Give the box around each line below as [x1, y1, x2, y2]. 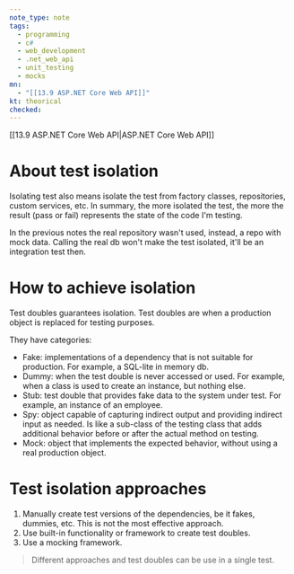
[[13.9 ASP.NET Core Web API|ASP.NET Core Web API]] [9, 129, 215, 140]
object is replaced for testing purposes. [9, 317, 155, 328]
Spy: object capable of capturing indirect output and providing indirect [22, 410, 282, 420]
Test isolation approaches [9, 479, 207, 499]
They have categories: [9, 334, 92, 346]
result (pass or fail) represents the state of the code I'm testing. [9, 210, 244, 221]
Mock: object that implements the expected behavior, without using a [22, 437, 278, 449]
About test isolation [9, 161, 159, 181]
